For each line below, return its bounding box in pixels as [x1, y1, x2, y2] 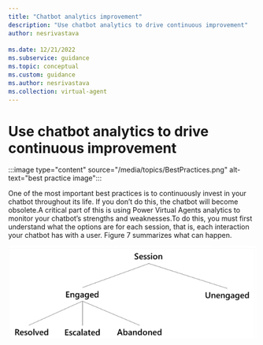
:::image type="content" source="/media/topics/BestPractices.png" [8, 165, 228, 175]
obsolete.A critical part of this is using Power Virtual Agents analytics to [8, 206, 241, 215]
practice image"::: [44, 173, 102, 183]
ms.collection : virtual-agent [8, 87, 108, 95]
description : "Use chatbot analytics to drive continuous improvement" [8, 20, 248, 29]
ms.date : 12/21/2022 [8, 46, 76, 54]
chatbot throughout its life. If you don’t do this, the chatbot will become [8, 197, 239, 206]
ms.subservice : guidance [8, 54, 90, 62]
